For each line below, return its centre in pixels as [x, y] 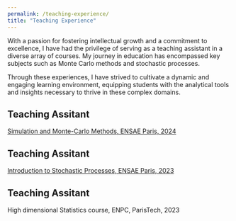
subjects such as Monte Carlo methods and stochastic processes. [104, 63]
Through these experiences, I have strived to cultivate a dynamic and [108, 77]
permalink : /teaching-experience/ [58, 14]
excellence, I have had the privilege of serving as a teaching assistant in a [115, 48]
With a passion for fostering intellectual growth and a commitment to [107, 40]
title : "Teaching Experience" [52, 21]
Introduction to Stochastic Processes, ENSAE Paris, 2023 [91, 171]
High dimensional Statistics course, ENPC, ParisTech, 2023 [94, 210]
